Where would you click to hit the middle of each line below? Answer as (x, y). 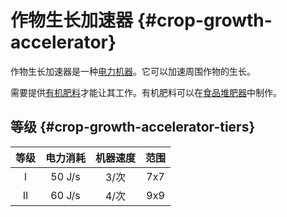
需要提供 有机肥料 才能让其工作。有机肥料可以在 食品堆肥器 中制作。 (146, 92)
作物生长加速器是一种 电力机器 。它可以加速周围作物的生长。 (133, 71)
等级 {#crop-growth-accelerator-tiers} (133, 127)
